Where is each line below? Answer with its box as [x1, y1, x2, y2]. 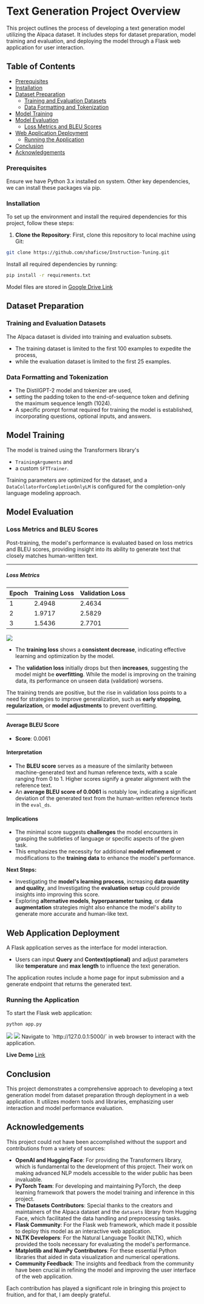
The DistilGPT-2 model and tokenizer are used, [15, 387, 132, 394]
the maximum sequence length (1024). [15, 400, 112, 407]
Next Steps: [6, 866, 37, 873]
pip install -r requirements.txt [6, 272, 91, 279]
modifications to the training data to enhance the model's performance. [15, 855, 195, 862]
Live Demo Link [6, 1051, 46, 1059]
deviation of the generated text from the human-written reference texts [15, 794, 193, 802]
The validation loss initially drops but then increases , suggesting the [15, 664, 188, 671]
